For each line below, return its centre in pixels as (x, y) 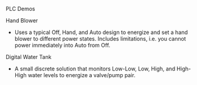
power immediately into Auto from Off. (62, 45)
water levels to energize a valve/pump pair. (82, 75)
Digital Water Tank (29, 57)
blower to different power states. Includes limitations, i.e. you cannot (100, 39)
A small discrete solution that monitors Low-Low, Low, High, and (95, 69)
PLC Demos (20, 9)
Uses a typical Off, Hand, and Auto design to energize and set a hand (101, 32)
